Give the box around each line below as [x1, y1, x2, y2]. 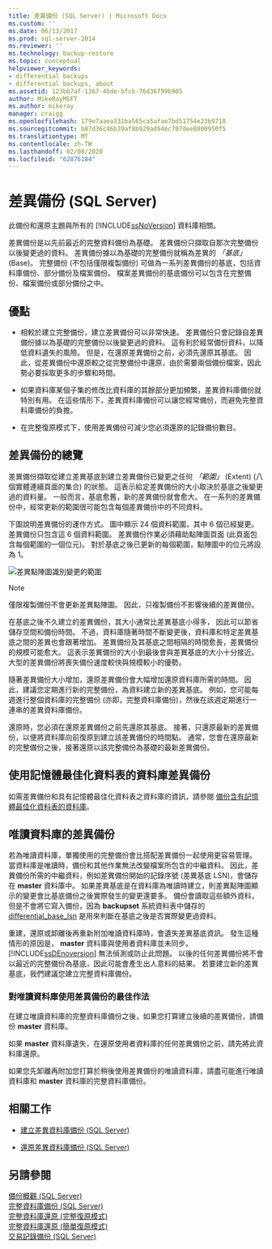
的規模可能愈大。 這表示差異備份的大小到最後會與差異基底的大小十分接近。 [8, 647, 259, 657]
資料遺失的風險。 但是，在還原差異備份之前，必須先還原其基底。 [27, 347, 243, 357]
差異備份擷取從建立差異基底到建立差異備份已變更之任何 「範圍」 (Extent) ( [8, 471, 257, 481]
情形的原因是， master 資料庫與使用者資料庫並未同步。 [8, 939, 193, 948]
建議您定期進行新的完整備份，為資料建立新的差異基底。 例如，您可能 [22, 684, 252, 694]
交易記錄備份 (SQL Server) [8, 1232, 97, 1242]
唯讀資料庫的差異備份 [8, 828, 115, 842]
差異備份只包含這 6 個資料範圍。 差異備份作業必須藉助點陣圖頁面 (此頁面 [8, 529, 251, 539]
